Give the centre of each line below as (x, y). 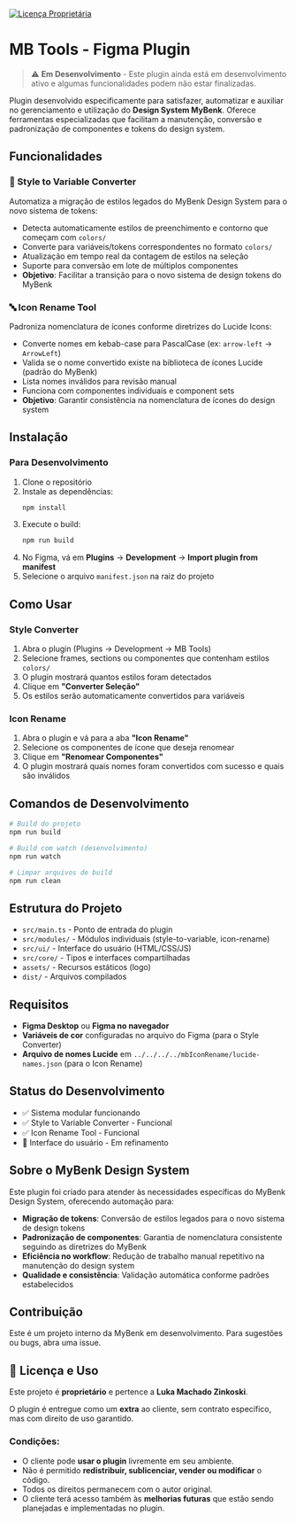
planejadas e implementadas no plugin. (93, 1508)
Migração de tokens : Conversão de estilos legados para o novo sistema (153, 1218)
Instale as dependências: (67, 491)
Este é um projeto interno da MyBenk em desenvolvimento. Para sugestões (146, 1333)
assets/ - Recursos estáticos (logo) (87, 967)
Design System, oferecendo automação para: (91, 1201)
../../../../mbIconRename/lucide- (197, 1055)
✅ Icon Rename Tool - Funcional (80, 1132)
